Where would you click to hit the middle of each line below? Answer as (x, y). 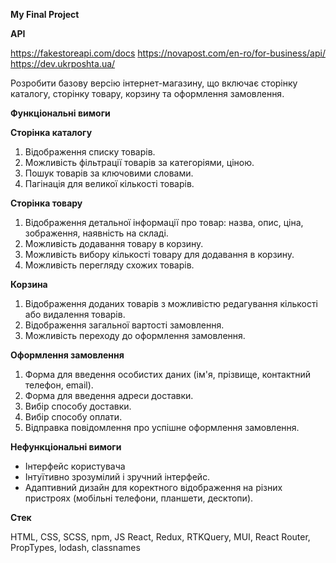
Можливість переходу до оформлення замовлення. (135, 335)
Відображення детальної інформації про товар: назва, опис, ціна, (164, 222)
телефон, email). (59, 385)
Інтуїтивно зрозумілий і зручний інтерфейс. (117, 477)
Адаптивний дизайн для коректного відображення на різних (153, 487)
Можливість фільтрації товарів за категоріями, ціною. (139, 162)
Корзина (29, 284)
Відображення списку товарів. (90, 152)
